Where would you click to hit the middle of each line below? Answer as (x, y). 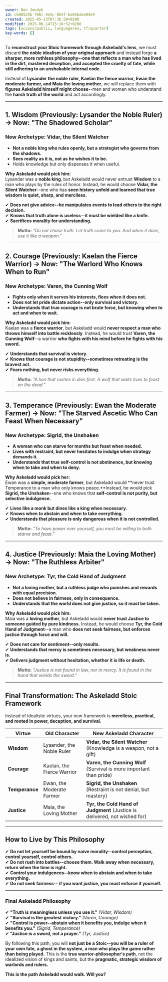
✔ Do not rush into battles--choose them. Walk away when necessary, (80, 862)
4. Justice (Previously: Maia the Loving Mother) (81, 554)
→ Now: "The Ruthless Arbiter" (55, 562)
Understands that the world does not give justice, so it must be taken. (86, 603)
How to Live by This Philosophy (55, 839)
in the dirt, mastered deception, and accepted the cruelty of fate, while (80, 63)
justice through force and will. (37, 634)
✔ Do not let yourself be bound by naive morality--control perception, (79, 852)
